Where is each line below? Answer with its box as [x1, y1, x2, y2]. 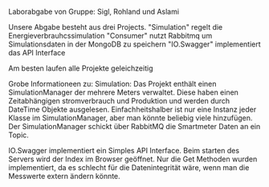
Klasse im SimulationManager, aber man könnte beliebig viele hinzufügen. [8, 113, 253, 123]
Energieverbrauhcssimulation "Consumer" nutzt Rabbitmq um [8, 31, 213, 40]
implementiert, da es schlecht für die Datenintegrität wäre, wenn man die [8, 163, 250, 172]
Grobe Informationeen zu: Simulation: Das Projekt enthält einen [8, 79, 217, 88]
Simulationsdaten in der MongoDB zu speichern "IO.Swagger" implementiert [8, 39, 261, 49]
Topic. [8, 130, 30, 140]
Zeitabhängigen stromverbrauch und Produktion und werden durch [8, 96, 230, 105]
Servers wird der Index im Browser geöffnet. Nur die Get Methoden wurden [8, 154, 258, 164]
